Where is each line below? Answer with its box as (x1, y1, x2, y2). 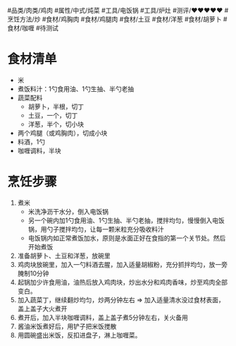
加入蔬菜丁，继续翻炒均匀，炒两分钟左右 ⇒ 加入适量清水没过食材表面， (17, 295, 225, 304)
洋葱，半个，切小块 (27, 119, 85, 129)
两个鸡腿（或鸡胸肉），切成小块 (17, 129, 108, 137)
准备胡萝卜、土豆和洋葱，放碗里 (17, 251, 111, 260)
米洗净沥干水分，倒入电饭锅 (27, 207, 109, 215)
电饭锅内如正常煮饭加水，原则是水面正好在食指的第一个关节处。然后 (27, 234, 226, 242)
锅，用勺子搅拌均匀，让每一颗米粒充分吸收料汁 (27, 225, 164, 233)
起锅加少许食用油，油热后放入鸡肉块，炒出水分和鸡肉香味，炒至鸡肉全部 (17, 278, 228, 286)
